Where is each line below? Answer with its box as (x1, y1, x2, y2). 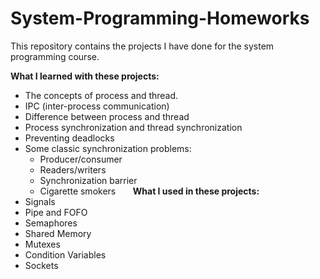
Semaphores (24, 217, 78, 229)
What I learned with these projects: (10, 70, 160, 82)
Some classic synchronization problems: (24, 142, 192, 154)
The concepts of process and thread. (24, 89, 179, 101)
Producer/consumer (39, 153, 123, 165)
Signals (24, 195, 56, 207)
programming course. (10, 50, 100, 62)
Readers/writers (39, 163, 107, 176)
